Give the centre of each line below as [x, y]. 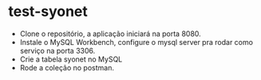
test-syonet [48, 12]
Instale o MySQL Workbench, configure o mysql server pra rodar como [136, 42]
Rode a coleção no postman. [67, 67]
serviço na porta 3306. [57, 50]
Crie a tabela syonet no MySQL [71, 59]
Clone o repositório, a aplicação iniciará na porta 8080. [110, 34]
